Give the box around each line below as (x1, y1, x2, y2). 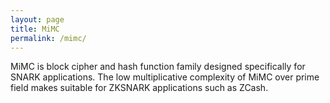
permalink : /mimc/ (10, 33, 87, 43)
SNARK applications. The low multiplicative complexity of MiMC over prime (10, 71, 320, 83)
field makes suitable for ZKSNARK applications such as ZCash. (10, 82, 269, 94)
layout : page (10, 14, 65, 25)
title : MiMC (10, 24, 60, 34)
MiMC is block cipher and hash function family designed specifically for (10, 61, 306, 73)
